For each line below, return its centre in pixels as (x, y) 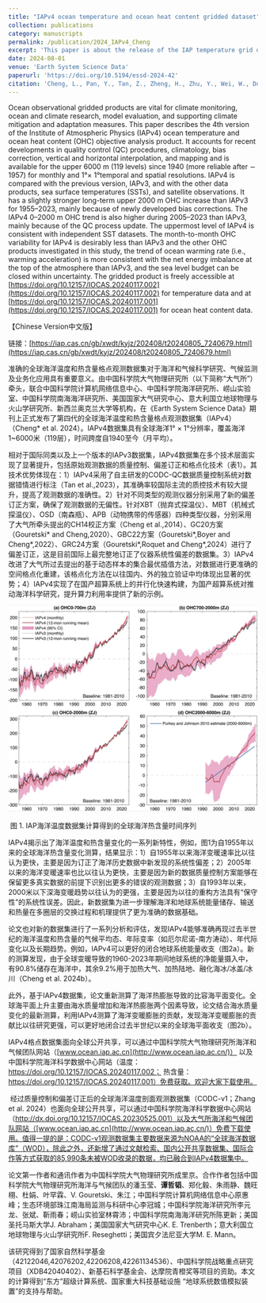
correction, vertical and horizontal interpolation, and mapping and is (119, 158)
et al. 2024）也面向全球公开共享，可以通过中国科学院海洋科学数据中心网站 (130, 1108)
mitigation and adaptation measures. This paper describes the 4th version (129, 124)
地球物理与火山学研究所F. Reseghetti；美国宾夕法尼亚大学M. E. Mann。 (124, 1234)
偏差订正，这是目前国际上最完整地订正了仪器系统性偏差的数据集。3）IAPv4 (131, 554)
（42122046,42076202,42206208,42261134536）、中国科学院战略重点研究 (131, 1261)
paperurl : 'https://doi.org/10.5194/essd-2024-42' (93, 75)
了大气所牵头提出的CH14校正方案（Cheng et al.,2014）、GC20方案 (116, 524)
